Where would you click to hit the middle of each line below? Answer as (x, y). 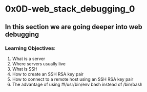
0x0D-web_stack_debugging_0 (70, 9)
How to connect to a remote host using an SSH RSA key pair (73, 79)
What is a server (29, 59)
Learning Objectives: (31, 48)
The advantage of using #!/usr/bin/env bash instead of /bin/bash (77, 84)
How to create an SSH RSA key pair (48, 74)
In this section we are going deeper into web (74, 27)
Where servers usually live (39, 63)
